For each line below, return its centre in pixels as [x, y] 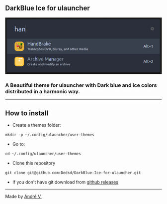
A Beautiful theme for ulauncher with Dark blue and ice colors [81, 85]
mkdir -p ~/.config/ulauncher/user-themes [50, 135]
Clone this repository [34, 163]
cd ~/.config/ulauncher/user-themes [43, 154]
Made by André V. [24, 196]
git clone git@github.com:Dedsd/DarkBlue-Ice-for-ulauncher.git [73, 173]
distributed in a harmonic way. [43, 91]
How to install [27, 113]
